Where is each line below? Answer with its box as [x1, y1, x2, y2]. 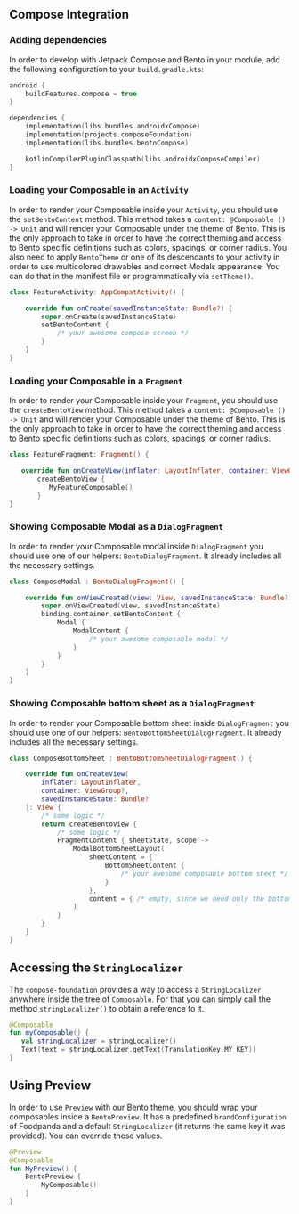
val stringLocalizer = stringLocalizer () [20, 1036, 177, 1046]
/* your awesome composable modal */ [88, 634, 229, 643]
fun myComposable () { [9, 1028, 90, 1037]
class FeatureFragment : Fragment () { [9, 450, 149, 459]
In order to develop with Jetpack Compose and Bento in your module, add [9, 54, 280, 65]
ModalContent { [72, 626, 129, 636]
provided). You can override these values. [9, 1130, 163, 1141]
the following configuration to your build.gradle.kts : [9, 63, 205, 74]
